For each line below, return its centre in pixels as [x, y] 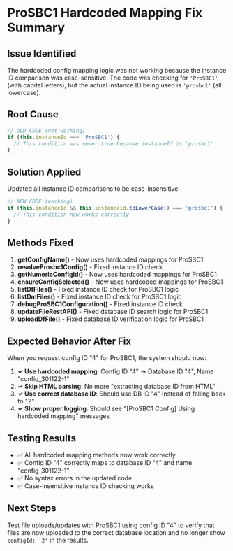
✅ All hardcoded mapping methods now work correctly [96, 455]
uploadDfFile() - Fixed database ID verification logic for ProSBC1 [111, 319]
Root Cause [33, 114]
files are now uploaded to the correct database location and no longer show [116, 532]
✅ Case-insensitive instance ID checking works [85, 486]
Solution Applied [44, 172]
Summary [36, 28]
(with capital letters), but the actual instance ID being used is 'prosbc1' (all [114, 85]
